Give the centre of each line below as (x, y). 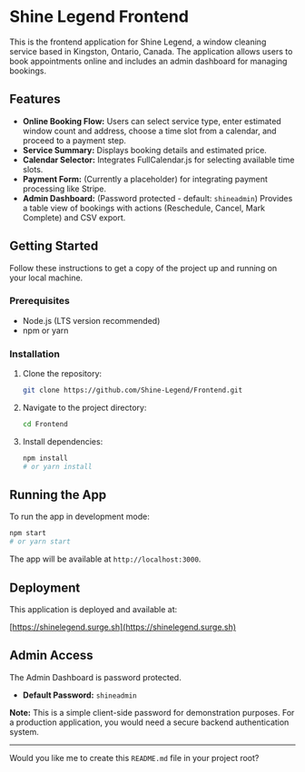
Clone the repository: (62, 374)
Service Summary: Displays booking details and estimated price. (145, 150)
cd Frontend (45, 425)
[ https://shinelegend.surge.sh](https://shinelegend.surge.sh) (123, 627)
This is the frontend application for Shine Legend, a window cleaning (138, 42)
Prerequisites (39, 301)
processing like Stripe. (64, 189)
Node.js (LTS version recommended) (91, 320)
